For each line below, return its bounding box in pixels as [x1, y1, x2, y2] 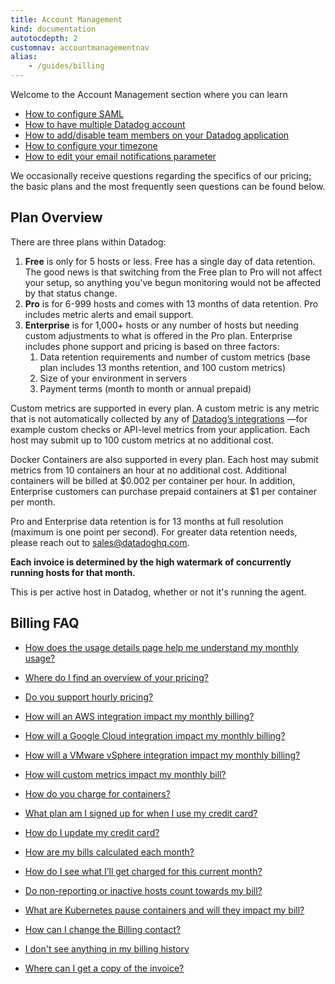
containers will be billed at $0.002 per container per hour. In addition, [10, 474, 296, 486]
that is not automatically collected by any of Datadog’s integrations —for [10, 412, 308, 425]
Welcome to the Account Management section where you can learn [10, 89, 288, 100]
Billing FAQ [10, 615, 80, 632]
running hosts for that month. [10, 566, 136, 578]
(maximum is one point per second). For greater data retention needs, [10, 526, 298, 538]
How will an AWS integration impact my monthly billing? [24, 710, 255, 722]
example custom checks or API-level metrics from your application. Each [10, 423, 310, 435]
